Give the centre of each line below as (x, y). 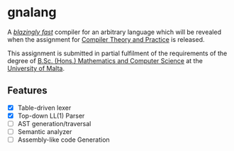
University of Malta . (36, 68)
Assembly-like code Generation (63, 140)
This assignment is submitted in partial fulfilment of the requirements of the (117, 53)
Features (27, 90)
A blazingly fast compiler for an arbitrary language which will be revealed (115, 32)
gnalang (32, 12)
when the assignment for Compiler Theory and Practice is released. (106, 39)
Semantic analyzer (45, 131)
